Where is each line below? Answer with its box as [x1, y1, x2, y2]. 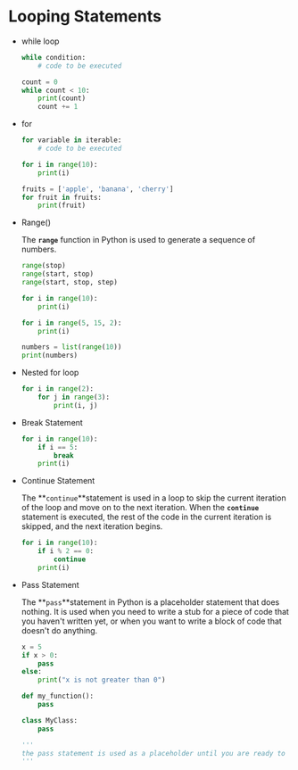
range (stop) [21, 261, 66, 270]
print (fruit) [37, 201, 87, 211]
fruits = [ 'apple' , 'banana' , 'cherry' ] [21, 185, 174, 194]
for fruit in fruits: [21, 193, 103, 202]
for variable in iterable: [21, 136, 122, 145]
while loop [21, 36, 60, 46]
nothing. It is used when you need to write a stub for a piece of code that [21, 606, 289, 617]
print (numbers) [21, 351, 79, 360]
